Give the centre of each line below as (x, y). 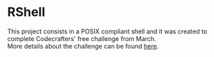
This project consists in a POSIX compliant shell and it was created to (107, 31)
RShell (26, 12)
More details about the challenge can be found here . (83, 46)
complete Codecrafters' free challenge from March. (82, 38)
